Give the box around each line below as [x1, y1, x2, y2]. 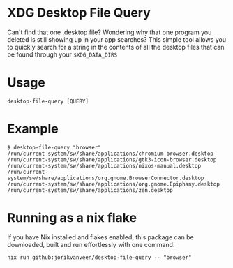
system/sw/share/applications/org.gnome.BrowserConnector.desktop [7, 174, 204, 181]
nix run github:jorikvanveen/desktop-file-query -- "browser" [7, 253, 192, 261]
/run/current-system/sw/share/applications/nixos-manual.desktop [7, 162, 201, 169]
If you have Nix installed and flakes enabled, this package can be [7, 232, 194, 241]
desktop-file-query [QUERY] [7, 98, 89, 105]
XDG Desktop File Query [7, 5, 151, 21]
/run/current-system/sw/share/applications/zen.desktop [7, 186, 173, 193]
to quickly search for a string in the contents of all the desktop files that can [7, 43, 225, 51]
